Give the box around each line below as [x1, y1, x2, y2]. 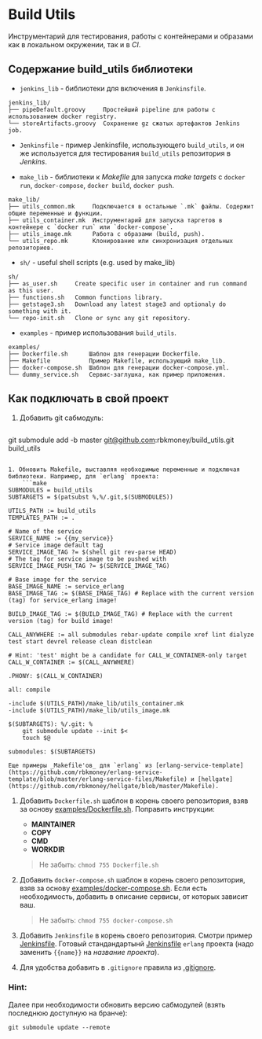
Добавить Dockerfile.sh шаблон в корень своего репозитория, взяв [19, 796, 249, 805]
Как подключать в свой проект [8, 392, 169, 406]
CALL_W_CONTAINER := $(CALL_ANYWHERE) [8, 658, 135, 666]
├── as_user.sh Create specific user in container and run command [8, 279, 247, 288]
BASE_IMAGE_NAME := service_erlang [8, 582, 125, 591]
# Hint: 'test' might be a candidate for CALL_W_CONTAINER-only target [8, 651, 247, 659]
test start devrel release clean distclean [8, 637, 153, 646]
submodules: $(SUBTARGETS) [8, 747, 96, 756]
